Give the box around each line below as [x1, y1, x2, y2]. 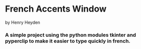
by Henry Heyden [5, 19, 40, 25]
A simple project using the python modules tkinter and [5, 32, 136, 38]
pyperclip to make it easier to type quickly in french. [5, 37, 131, 44]
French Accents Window [5, 3, 107, 15]
